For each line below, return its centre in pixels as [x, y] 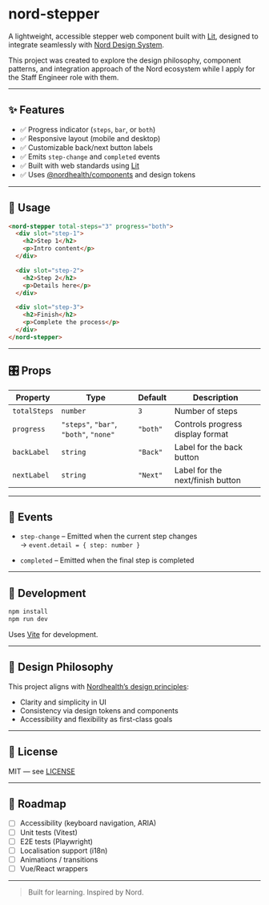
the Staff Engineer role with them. [64, 77]
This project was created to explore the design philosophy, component [125, 60]
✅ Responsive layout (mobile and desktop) [90, 138]
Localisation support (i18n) [64, 850]
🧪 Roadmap [37, 804]
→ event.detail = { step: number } [80, 545]
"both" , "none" [88, 434]
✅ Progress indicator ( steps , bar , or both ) [88, 129]
